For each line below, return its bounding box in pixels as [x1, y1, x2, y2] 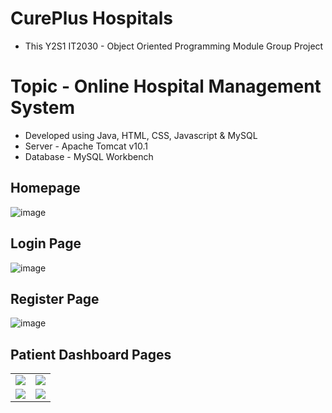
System [10, 97, 76, 119]
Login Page [10, 235, 82, 252]
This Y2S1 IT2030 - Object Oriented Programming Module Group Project [24, 40, 324, 52]
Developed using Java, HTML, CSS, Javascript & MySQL [24, 129, 258, 141]
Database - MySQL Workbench [24, 150, 154, 162]
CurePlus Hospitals [10, 7, 173, 30]
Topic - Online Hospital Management [10, 75, 322, 98]
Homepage [10, 180, 81, 197]
